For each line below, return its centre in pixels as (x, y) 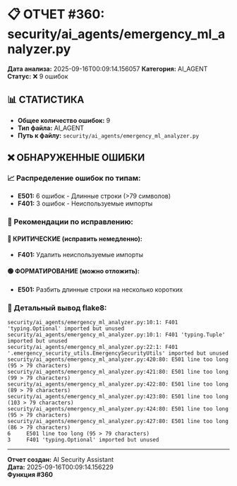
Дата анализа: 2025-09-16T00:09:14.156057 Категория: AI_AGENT (108, 69)
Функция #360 (30, 475)
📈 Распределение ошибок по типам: (74, 178)
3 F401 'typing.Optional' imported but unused (83, 440)
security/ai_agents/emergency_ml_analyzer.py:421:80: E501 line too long (118, 372)
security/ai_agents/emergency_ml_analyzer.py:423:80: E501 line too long (118, 397)
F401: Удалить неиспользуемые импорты (80, 254)
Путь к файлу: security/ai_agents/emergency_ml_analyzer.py (108, 135)
